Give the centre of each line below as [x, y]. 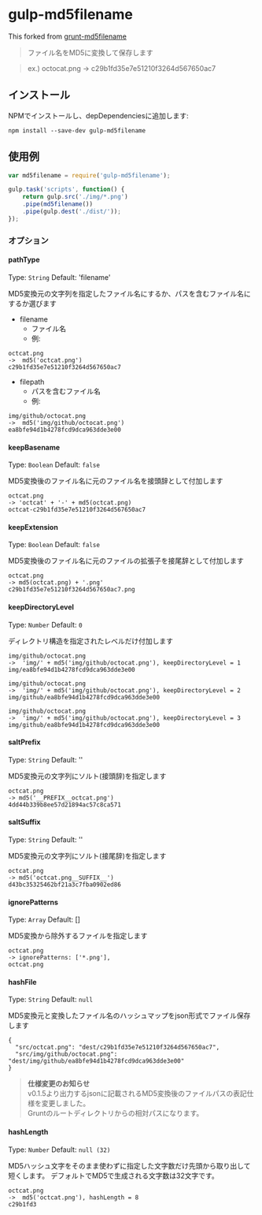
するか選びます [32, 303]
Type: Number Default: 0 [45, 624]
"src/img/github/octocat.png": [66, 1054]
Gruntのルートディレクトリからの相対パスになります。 [115, 1113]
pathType [24, 260]
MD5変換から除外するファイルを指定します [78, 936]
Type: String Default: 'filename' [60, 277]
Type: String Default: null [50, 1000]
